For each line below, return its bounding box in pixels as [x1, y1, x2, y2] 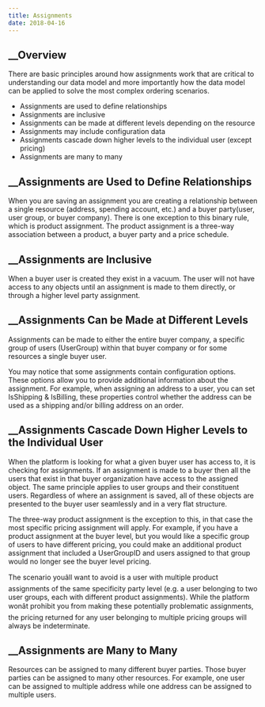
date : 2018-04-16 [8, 19, 66, 27]
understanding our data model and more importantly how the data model [8, 78, 245, 87]
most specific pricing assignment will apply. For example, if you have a [8, 522, 239, 532]
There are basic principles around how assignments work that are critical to [8, 69, 255, 79]
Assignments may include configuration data [19, 127, 166, 136]
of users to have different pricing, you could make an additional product [8, 540, 242, 549]
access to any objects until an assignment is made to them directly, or [8, 282, 236, 292]
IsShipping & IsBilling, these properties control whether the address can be [8, 392, 252, 401]
